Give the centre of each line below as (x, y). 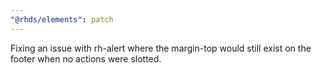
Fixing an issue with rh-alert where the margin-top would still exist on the (161, 48)
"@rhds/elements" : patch (62, 19)
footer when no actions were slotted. (86, 58)
